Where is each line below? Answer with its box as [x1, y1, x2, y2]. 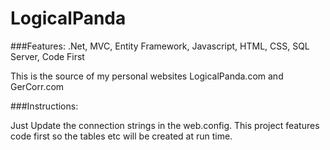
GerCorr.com [10, 80, 65, 92]
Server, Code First [10, 50, 85, 62]
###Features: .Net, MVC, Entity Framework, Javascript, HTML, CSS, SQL [10, 40, 310, 52]
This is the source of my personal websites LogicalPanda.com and [10, 70, 284, 82]
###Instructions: [10, 100, 79, 112]
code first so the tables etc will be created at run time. [10, 130, 233, 142]
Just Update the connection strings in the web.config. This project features [10, 119, 320, 131]
